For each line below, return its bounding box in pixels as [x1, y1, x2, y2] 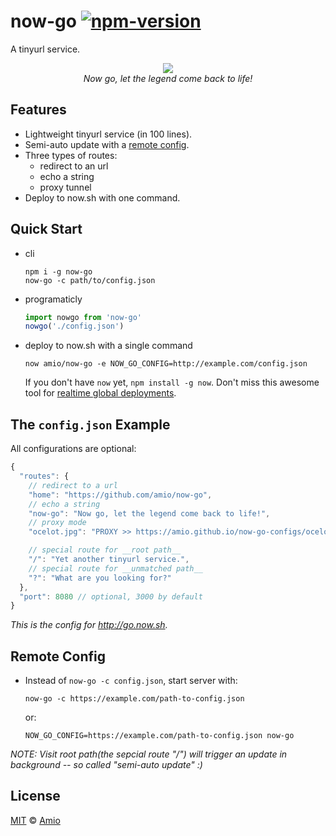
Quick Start [10, 221, 83, 238]
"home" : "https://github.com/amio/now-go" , [28, 490, 213, 500]
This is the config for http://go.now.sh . [10, 619, 168, 631]
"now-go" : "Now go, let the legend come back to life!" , [28, 508, 271, 519]
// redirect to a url [28, 480, 118, 490]
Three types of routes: [24, 149, 118, 161]
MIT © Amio [10, 814, 61, 826]
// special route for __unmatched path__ [28, 563, 203, 574]
